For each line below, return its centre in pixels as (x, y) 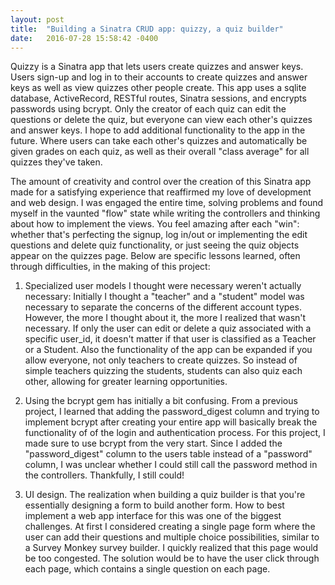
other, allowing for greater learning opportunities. (126, 382)
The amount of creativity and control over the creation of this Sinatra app (161, 182)
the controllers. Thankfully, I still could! (104, 475)
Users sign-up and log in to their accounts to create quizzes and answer (159, 77)
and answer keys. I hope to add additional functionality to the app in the (158, 130)
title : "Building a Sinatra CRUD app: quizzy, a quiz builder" (147, 29)
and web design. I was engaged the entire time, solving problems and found (167, 203)
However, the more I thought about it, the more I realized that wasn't (165, 318)
